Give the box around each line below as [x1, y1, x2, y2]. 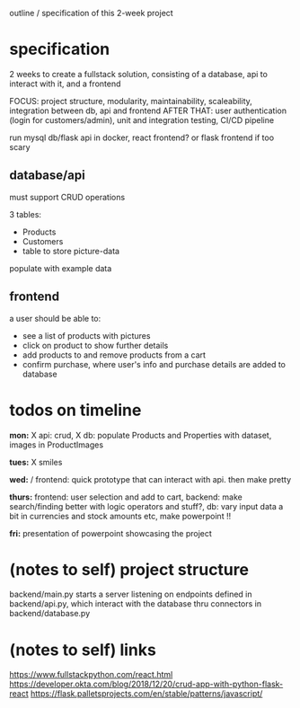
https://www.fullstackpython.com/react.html [9, 669, 173, 680]
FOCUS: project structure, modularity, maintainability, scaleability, [9, 95, 253, 106]
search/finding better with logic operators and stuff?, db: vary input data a [9, 500, 284, 511]
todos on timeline [9, 400, 142, 420]
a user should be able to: [9, 313, 101, 323]
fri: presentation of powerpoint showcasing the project [9, 527, 213, 538]
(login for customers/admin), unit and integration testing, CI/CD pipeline [9, 114, 275, 125]
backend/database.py [9, 608, 91, 619]
